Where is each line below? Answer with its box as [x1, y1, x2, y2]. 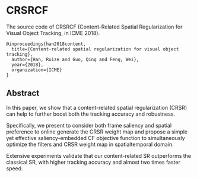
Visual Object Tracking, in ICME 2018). [6, 29, 100, 36]
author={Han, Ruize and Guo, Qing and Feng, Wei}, [11, 56, 139, 62]
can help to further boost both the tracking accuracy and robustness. [6, 110, 176, 117]
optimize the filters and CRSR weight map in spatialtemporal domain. [6, 141, 174, 148]
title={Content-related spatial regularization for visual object [11, 46, 179, 52]
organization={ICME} [11, 66, 62, 73]
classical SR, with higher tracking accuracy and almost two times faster [6, 158, 181, 166]
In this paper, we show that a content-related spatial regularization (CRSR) [6, 104, 188, 111]
